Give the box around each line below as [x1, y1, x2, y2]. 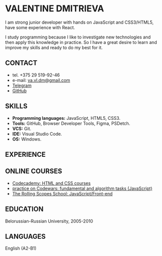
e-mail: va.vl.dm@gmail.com [12, 77, 70, 83]
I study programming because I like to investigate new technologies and [5, 34, 151, 40]
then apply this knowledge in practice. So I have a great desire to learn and [5, 39, 157, 45]
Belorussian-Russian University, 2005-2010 [5, 218, 94, 224]
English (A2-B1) [5, 245, 37, 252]
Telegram [12, 82, 32, 88]
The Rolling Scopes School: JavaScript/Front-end [12, 190, 113, 196]
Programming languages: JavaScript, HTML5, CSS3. [12, 115, 121, 121]
